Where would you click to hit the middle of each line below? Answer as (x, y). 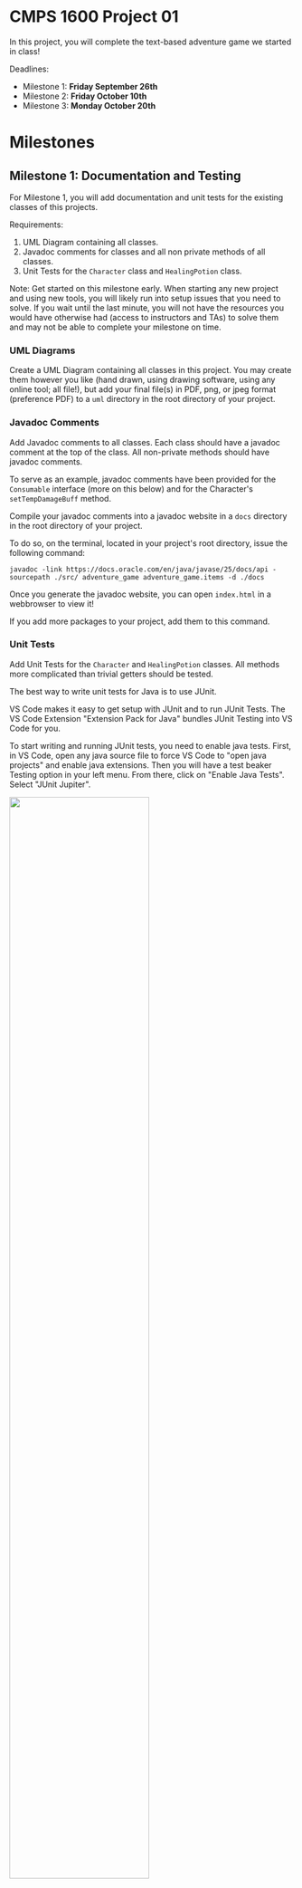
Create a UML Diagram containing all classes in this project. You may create (151, 370)
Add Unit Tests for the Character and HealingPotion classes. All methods (145, 664)
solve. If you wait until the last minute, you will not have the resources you (147, 307)
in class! (25, 51)
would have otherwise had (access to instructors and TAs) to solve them (144, 317)
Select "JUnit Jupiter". (50, 784)
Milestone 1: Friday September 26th (90, 86)
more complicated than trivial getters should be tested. (112, 674)
